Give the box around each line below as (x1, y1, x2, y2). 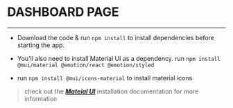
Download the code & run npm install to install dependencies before (17, 33, 215, 42)
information (24, 94, 58, 102)
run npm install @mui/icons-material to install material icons (17, 73, 193, 82)
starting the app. (17, 41, 64, 49)
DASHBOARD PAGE (7, 4, 119, 20)
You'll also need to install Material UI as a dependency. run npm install (17, 54, 221, 62)
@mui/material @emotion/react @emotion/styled (17, 62, 155, 69)
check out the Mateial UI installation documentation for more (24, 87, 199, 96)
